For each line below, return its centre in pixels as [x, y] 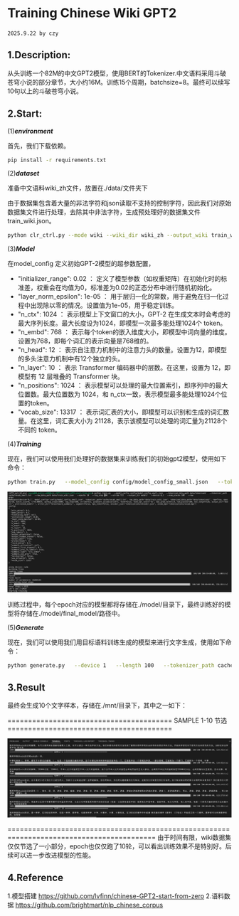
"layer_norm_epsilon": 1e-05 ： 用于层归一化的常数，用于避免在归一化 [120, 297]
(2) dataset [23, 174]
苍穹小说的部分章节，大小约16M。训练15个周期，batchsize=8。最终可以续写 [119, 82]
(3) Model [21, 249]
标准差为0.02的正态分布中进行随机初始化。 [153, 288]
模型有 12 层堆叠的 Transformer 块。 [71, 377]
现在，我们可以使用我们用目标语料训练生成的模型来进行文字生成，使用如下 [116, 642]
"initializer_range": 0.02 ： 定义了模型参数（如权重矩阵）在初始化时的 [119, 279]
